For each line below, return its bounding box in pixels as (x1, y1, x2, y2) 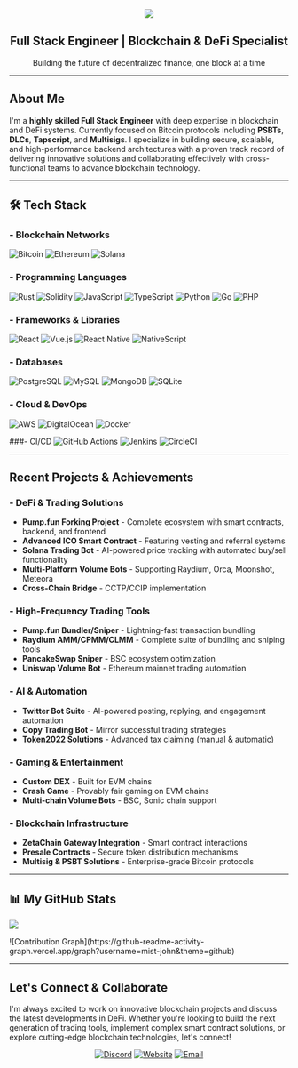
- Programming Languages (9, 271, 127, 284)
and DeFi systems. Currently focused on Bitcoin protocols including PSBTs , (9, 124, 284, 135)
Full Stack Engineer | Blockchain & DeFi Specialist (10, 34, 288, 49)
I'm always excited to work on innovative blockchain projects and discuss (9, 1004, 278, 1014)
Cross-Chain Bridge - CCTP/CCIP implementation (21, 582, 207, 594)
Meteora (21, 574, 53, 584)
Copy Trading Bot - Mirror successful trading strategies (21, 724, 227, 735)
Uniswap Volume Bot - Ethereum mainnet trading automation (21, 662, 247, 674)
